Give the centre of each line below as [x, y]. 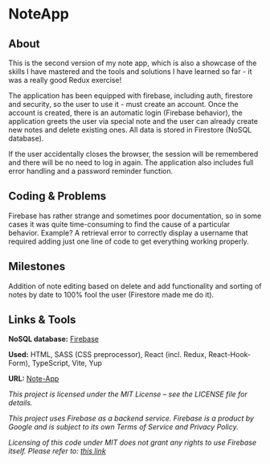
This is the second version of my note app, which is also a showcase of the [133, 63]
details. [20, 403]
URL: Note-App [34, 379]
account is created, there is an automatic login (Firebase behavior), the [126, 113]
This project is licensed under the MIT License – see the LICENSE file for [128, 394]
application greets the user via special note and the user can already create [133, 121]
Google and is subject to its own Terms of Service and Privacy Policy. [123, 427]
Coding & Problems [57, 197]
